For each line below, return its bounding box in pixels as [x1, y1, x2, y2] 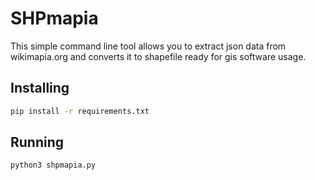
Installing [10, 80, 70, 97]
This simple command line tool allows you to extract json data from [10, 40, 287, 52]
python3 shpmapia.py [10, 160, 97, 171]
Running [10, 134, 65, 151]
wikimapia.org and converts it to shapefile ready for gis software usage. [10, 50, 307, 62]
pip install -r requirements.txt [10, 106, 150, 116]
